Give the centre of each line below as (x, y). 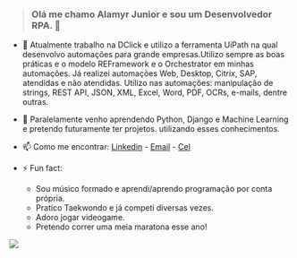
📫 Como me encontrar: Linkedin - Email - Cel (106, 147)
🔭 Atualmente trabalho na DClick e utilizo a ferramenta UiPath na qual (150, 45)
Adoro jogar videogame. (80, 218)
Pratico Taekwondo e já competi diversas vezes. (125, 208)
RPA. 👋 (46, 25)
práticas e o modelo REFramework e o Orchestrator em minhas (138, 64)
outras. (35, 102)
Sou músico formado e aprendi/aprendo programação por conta (154, 189)
